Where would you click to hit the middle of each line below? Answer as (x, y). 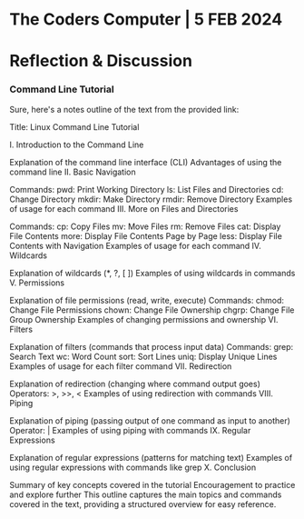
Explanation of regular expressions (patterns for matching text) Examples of (151, 457)
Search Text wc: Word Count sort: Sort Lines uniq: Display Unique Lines (143, 356)
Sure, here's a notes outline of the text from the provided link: (124, 109)
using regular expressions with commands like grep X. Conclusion (133, 467)
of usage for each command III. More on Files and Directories (124, 208)
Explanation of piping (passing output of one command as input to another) (150, 420)
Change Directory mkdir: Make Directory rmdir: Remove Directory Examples (151, 199)
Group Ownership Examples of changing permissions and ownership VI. (144, 319)
